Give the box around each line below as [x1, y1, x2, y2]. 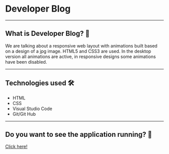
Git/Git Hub [12, 111, 36, 117]
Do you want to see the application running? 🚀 [5, 130, 152, 139]
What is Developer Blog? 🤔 [5, 29, 90, 38]
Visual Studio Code [12, 106, 53, 112]
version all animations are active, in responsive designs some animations [5, 54, 156, 60]
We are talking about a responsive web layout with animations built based [5, 42, 157, 48]
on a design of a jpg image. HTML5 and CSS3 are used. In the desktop [5, 48, 151, 54]
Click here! [5, 143, 28, 149]
